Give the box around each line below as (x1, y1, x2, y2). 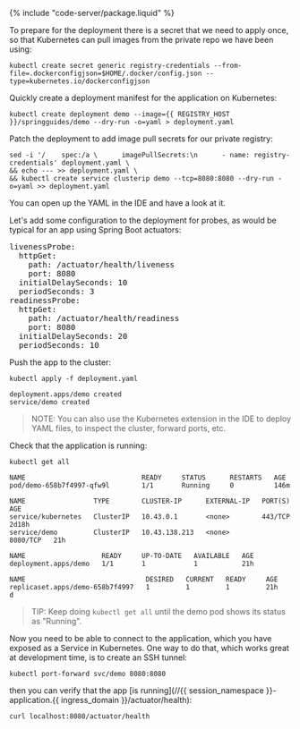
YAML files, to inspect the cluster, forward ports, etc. (30, 423, 227, 433)
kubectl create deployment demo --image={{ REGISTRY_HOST (9, 110, 230, 119)
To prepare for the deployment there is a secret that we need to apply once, (9, 25, 289, 35)
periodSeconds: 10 (18, 340, 100, 350)
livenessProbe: (9, 242, 76, 251)
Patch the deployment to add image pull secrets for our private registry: (9, 133, 273, 144)
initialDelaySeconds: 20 (18, 331, 128, 341)
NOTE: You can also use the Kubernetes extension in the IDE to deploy (30, 413, 292, 424)
